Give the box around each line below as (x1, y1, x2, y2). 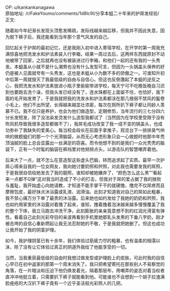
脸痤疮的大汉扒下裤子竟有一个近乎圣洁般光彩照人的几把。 (5, 280, 125, 286)
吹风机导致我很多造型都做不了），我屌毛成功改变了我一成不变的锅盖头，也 (5, 121, 158, 126)
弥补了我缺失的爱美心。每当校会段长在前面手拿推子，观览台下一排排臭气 (9, 127, 160, 133)
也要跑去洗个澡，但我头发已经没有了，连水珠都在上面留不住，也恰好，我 (9, 89, 160, 95)
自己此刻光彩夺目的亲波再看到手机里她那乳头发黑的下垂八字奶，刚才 (22, 214, 165, 220)
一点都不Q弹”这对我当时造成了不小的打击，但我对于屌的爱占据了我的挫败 (9, 176, 161, 182)
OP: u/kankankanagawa (5, 5, 55, 10)
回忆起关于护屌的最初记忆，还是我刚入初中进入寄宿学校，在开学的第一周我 (5, 45, 160, 50)
